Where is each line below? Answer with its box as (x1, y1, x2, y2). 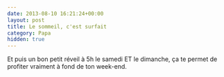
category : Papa (7, 29, 51, 37)
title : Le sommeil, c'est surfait (7, 23, 107, 30)
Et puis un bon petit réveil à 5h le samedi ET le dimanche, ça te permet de (7, 55, 218, 63)
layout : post (7, 17, 45, 24)
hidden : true (7, 36, 45, 43)
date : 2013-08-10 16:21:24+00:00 (7, 10, 104, 17)
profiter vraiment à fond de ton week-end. (7, 62, 127, 71)
